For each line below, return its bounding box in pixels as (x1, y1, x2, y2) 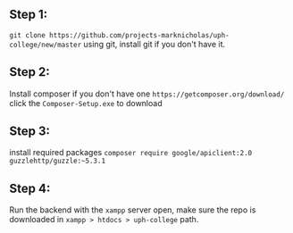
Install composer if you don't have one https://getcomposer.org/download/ (9, 88, 285, 99)
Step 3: (9, 124, 51, 139)
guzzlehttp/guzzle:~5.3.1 (9, 156, 105, 166)
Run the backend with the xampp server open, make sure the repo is (9, 204, 256, 215)
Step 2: (9, 64, 51, 79)
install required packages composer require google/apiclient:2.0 (9, 147, 253, 158)
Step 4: (9, 180, 51, 196)
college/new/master (9, 40, 82, 49)
